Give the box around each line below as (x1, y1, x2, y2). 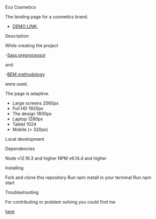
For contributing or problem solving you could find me (5, 199, 116, 205)
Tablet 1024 (12, 121, 37, 127)
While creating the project (5, 43, 59, 49)
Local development (5, 136, 45, 142)
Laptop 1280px (12, 116, 43, 122)
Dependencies (5, 146, 35, 152)
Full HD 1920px (12, 106, 44, 111)
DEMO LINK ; (12, 23, 38, 29)
